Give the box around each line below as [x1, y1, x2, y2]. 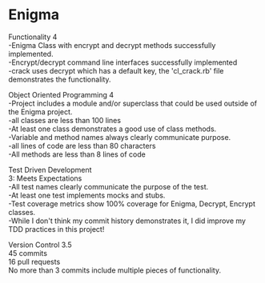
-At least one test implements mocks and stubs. [8, 190, 166, 200]
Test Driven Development [8, 165, 92, 174]
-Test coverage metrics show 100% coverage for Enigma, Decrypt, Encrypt [8, 198, 256, 209]
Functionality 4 [8, 32, 58, 42]
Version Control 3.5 [8, 240, 72, 249]
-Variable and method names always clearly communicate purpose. [8, 132, 231, 141]
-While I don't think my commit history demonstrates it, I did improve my [8, 216, 247, 225]
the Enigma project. [8, 106, 73, 117]
